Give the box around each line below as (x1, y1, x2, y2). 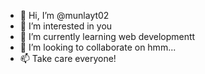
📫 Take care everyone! (19, 53, 117, 64)
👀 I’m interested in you (19, 20, 113, 32)
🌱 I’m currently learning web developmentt (19, 31, 196, 42)
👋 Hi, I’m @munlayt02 (19, 10, 110, 21)
